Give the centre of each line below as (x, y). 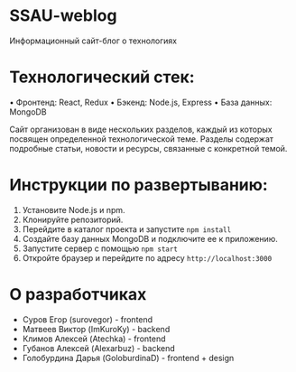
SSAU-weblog (63, 16)
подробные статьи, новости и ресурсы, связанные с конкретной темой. (148, 148)
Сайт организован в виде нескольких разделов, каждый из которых (141, 129)
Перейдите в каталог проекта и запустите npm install (127, 229)
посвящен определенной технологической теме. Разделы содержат (141, 139)
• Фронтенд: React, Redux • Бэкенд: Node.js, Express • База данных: (141, 102)
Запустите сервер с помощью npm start (100, 248)
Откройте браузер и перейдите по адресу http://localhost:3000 (147, 257)
